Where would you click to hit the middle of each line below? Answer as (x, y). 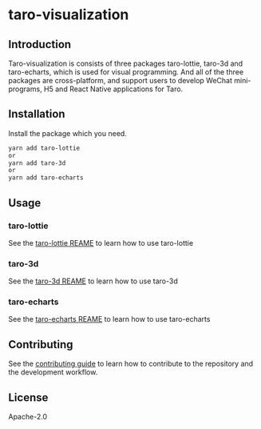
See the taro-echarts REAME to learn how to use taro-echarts (109, 319)
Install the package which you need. (68, 133)
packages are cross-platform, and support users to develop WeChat (121, 80)
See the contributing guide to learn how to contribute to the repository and (131, 364)
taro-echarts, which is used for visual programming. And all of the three (126, 72)
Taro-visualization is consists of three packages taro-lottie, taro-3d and (126, 63)
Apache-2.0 (28, 417)
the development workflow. (53, 372)
